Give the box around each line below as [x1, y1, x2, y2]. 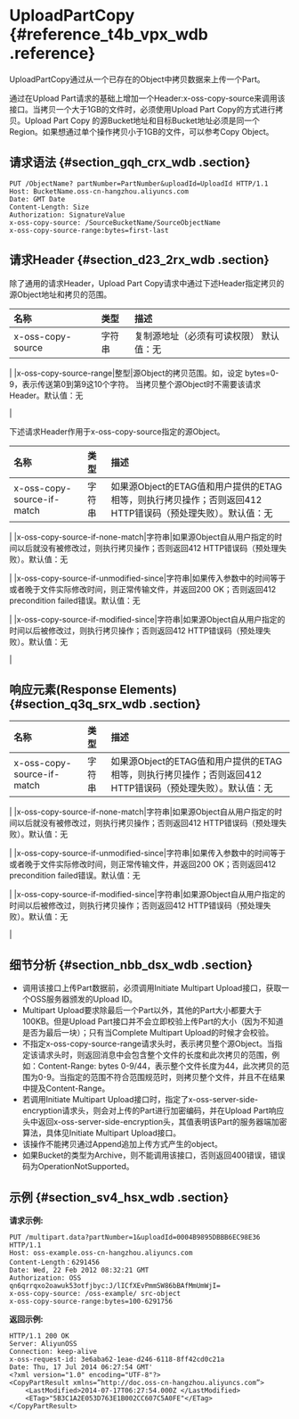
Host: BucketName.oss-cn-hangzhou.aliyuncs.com [9, 186, 190, 196]
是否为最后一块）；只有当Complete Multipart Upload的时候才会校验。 [21, 1027, 274, 1038]
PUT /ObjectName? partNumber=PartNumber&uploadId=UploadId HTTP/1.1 [9, 179, 269, 188]
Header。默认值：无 [9, 390, 84, 400]
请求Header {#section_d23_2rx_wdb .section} [9, 252, 270, 268]
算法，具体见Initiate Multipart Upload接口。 [21, 1127, 182, 1138]
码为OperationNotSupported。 [21, 1161, 134, 1172]
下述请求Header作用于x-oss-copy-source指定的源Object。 [9, 425, 225, 437]
